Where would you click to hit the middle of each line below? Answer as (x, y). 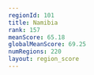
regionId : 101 (32, 15)
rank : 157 (24, 30)
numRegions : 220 (35, 52)
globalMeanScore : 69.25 (47, 45)
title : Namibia (33, 23)
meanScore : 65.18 (37, 37)
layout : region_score (44, 59)
